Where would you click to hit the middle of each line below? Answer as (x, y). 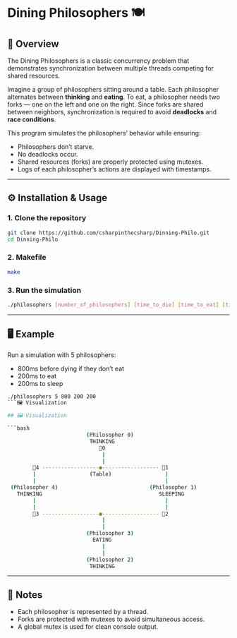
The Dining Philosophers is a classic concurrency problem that (98, 61)
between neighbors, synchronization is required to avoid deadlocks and (112, 112)
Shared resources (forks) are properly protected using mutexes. (110, 162)
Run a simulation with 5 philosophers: (62, 355)
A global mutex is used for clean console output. (88, 627)
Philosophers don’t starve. (56, 147)
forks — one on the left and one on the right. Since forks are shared (105, 104)
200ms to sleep (40, 383)
